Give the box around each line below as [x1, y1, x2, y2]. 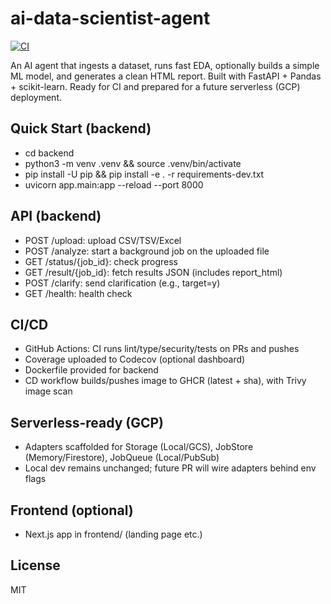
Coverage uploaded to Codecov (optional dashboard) [24, 353, 246, 366]
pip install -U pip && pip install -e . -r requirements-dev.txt [24, 168, 265, 180]
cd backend [24, 147, 75, 159]
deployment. [10, 91, 62, 103]
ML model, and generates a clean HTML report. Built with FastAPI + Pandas [10, 70, 322, 82]
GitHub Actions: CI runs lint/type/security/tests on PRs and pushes [24, 343, 300, 355]
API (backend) [10, 208, 102, 225]
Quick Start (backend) [10, 120, 152, 137]
